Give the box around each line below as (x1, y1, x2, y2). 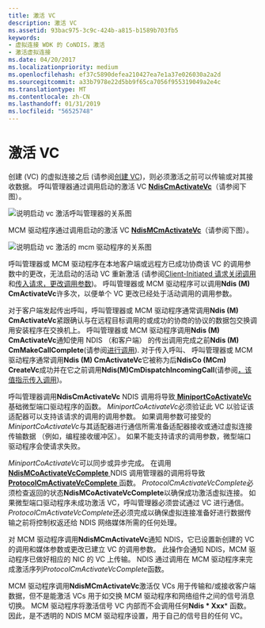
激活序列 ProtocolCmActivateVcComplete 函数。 (14, 564, 168, 573)
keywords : (8, 33, 41, 42)
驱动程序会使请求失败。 (8, 441, 85, 450)
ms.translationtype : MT (8, 85, 87, 94)
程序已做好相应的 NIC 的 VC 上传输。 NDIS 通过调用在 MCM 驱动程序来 (14, 554, 247, 564)
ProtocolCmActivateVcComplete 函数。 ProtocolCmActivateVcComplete (8, 477, 247, 488)
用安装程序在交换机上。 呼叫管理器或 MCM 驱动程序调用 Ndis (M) (8, 325, 220, 335)
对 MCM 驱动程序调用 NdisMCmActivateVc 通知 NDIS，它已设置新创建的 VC (8, 534, 255, 544)
